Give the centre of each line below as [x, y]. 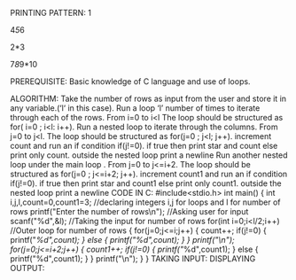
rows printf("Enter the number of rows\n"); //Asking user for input [129, 211]
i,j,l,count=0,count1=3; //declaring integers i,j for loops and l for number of [146, 202]
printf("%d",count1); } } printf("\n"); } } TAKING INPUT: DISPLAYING [133, 259]
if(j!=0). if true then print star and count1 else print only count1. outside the [146, 183]
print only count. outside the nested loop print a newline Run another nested [149, 155]
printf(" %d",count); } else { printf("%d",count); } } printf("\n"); [122, 240]
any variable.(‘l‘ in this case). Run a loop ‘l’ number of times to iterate [135, 108]
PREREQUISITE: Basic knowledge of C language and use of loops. [130, 82]
